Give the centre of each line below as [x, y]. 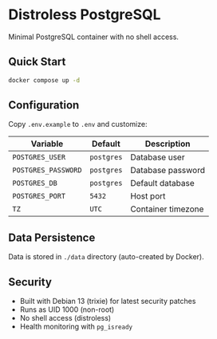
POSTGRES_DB [35, 183]
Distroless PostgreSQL [85, 15]
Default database [163, 183]
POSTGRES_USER [39, 158]
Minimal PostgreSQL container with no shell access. [94, 37]
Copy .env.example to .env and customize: [78, 124]
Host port [148, 196]
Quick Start [37, 62]
